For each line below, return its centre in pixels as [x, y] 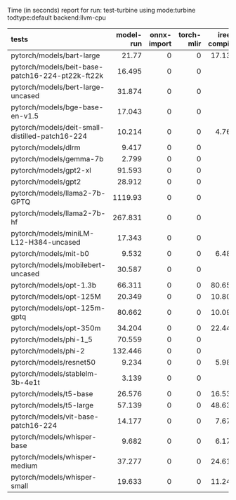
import [160, 43]
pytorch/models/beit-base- [57, 67]
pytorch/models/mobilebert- [58, 265]
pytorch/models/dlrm [46, 148]
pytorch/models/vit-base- [55, 417]
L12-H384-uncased [46, 242]
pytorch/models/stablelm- [54, 373]
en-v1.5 [25, 116]
